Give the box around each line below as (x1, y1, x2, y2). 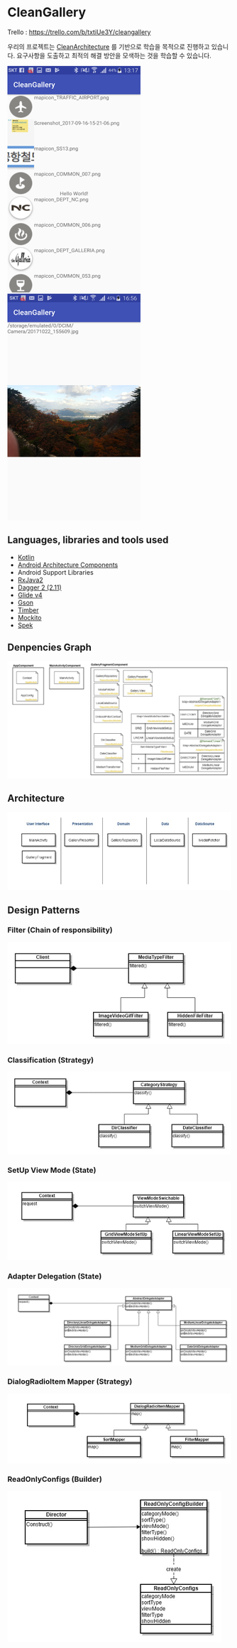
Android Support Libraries (17, 568, 94, 576)
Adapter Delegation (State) (7, 1272, 102, 1281)
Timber (17, 605, 39, 614)
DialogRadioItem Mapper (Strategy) (7, 1377, 133, 1387)
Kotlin (17, 553, 35, 561)
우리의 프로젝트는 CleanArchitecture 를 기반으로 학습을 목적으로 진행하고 (7, 42, 210, 50)
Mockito (17, 613, 42, 622)
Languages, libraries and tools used (7, 534, 169, 546)
